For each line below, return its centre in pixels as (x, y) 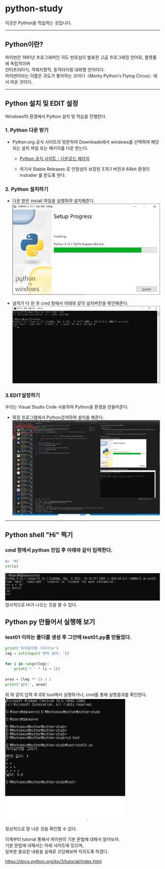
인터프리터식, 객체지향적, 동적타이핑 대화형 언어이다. (55, 69)
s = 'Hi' (13, 561)
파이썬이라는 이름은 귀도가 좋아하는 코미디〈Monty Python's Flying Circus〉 (79, 76)
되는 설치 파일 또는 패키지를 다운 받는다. (50, 148)
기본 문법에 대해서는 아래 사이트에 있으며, (44, 845)
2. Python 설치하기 (27, 189)
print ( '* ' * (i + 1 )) (37, 669)
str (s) (12, 567)
